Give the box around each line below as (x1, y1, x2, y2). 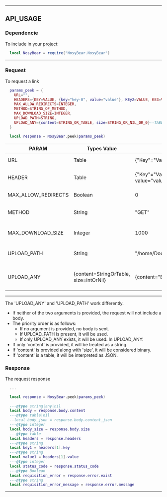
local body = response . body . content (9, 408, 85, 413)
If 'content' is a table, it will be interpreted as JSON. (12, 352, 118, 358)
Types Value (86, 145, 117, 152)
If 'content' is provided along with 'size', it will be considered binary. (12, 347, 152, 353)
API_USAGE (5, 14, 42, 23)
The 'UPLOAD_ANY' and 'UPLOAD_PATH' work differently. (5, 300, 124, 306)
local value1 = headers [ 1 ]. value (9, 455, 79, 460)
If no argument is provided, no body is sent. (19, 325, 109, 331)
